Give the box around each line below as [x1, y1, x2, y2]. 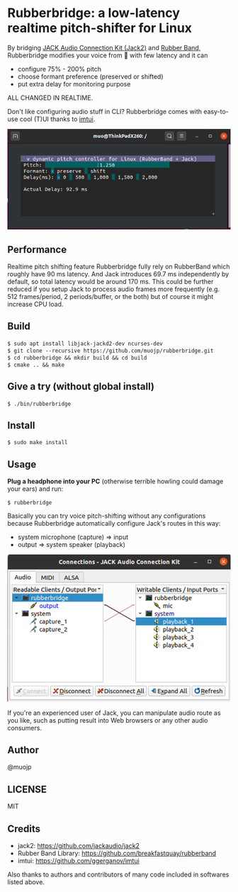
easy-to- [203, 107, 229, 115]
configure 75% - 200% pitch [17, 64, 101, 73]
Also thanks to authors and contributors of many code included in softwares [7, 870, 229, 879]
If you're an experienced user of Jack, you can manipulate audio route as [7, 708, 221, 717]
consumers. [7, 723, 42, 732]
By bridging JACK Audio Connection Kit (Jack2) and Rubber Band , [7, 43, 201, 52]
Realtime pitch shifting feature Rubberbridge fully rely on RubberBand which [7, 262, 230, 271]
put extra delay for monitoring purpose [17, 79, 131, 88]
